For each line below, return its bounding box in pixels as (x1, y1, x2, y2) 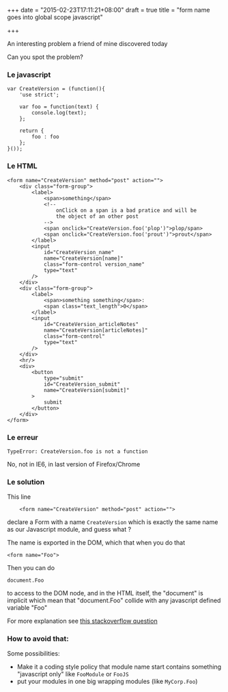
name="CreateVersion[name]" (43, 255, 124, 262)
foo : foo (31, 134, 59, 140)
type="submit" (43, 375, 84, 382)
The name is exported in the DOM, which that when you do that (7, 539, 186, 547)
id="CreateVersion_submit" (43, 380, 121, 388)
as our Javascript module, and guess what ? (7, 526, 132, 534)
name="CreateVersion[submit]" (43, 386, 130, 393)
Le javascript (7, 70, 51, 79)
